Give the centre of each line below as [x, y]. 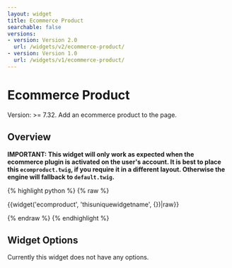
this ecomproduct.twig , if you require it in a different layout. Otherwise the [116, 169]
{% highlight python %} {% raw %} [58, 190]
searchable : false [34, 27]
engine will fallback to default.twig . [61, 177]
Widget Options [43, 240]
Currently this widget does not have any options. [78, 257]
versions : [22, 34]
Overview [29, 137]
